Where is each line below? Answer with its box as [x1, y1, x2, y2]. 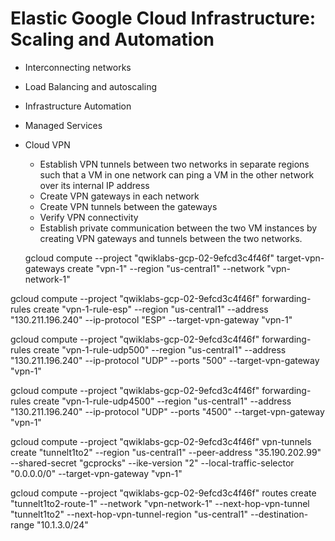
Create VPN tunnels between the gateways [39, 200, 218, 212]
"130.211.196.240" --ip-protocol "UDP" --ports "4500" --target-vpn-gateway [10, 405, 325, 417]
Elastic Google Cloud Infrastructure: [10, 7, 317, 30]
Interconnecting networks [24, 61, 132, 73]
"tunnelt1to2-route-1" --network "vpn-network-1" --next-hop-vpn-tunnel [10, 497, 310, 509]
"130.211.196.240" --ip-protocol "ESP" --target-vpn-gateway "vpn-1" [10, 313, 293, 326]
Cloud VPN [24, 138, 71, 151]
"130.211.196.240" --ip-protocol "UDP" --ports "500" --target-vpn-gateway [10, 354, 320, 366]
